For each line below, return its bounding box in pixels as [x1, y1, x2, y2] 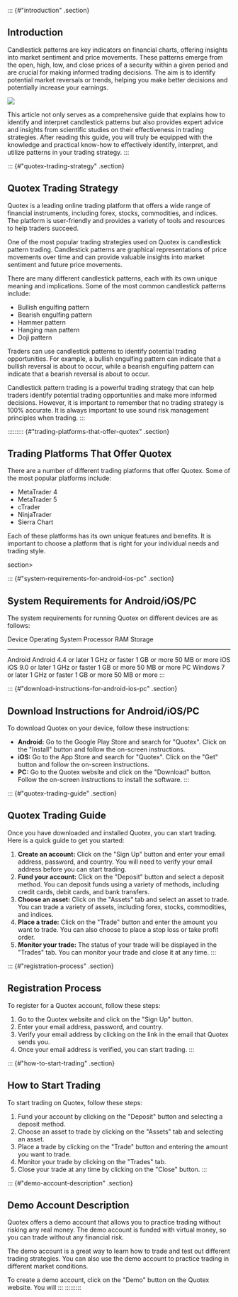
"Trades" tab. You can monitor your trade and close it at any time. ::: [17, 948, 217, 956]
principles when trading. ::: [7, 413, 86, 422]
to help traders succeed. [7, 224, 79, 232]
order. [17, 933, 35, 941]
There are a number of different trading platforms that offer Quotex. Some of [7, 467, 230, 475]
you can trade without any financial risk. [7, 1233, 124, 1242]
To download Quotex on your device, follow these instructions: [7, 724, 190, 732]
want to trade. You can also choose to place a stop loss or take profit [17, 925, 219, 933]
